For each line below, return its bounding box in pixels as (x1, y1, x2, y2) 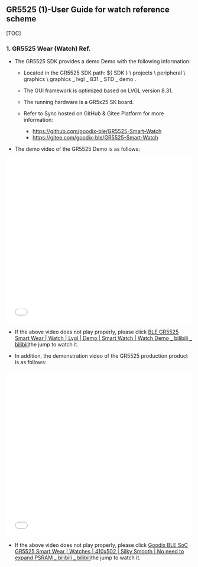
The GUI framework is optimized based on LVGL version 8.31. (23, 87, 173, 94)
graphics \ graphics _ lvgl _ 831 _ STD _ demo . (23, 76, 137, 83)
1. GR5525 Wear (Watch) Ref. (6, 44, 91, 53)
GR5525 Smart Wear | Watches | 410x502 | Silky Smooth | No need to (14, 548, 184, 555)
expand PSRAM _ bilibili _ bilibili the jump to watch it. (14, 554, 141, 561)
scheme (6, 14, 37, 24)
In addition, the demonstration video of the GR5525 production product (14, 352, 188, 359)
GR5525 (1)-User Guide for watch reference (6, 5, 170, 15)
